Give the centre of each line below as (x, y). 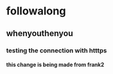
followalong (36, 11)
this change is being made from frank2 (55, 65)
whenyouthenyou (40, 33)
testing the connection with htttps (57, 51)
